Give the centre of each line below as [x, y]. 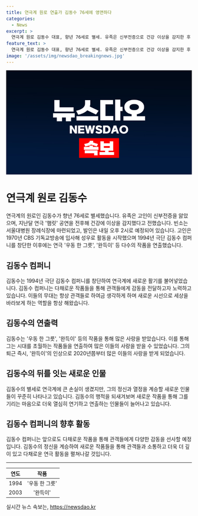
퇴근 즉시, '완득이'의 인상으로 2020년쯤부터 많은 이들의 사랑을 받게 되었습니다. [96, 353]
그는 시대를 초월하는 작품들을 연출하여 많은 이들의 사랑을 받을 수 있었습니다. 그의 [98, 346]
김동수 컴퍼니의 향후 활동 [48, 424]
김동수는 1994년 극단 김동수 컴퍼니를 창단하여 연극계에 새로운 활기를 [85, 281]
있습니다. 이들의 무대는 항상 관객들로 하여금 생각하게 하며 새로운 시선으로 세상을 [97, 295]
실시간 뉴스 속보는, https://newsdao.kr [51, 507]
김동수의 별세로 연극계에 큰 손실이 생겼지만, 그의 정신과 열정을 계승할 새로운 [93, 389]
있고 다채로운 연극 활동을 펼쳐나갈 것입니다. [62, 454]
